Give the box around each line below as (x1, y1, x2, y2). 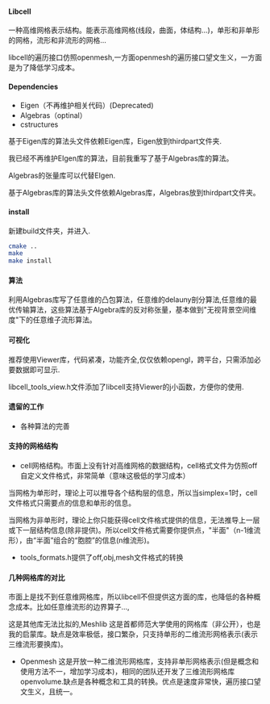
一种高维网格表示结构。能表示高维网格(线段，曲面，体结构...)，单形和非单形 (8, 25, 260, 36)
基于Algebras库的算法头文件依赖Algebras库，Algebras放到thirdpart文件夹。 (8, 188, 260, 198)
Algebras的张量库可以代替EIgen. (8, 170, 116, 181)
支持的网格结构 (8, 441, 58, 451)
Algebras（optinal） (19, 111, 87, 120)
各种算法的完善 (19, 421, 70, 431)
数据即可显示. (15, 364, 60, 375)
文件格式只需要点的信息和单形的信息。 (8, 498, 135, 508)
